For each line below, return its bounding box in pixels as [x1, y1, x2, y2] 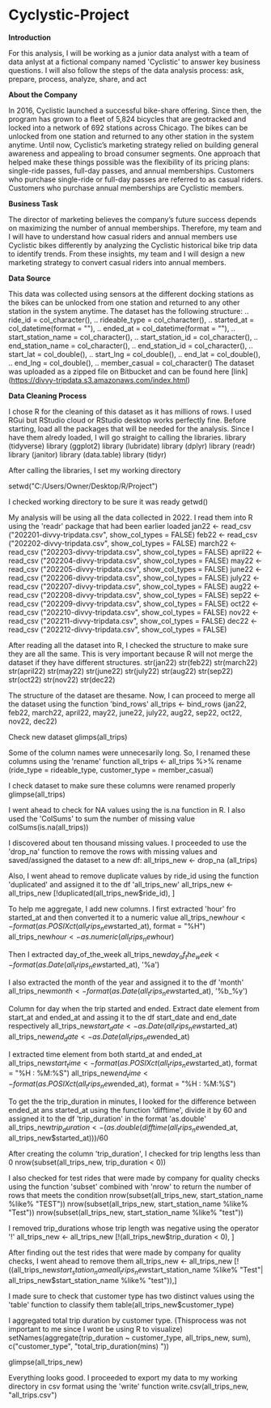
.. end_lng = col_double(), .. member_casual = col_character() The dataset [8, 358, 255, 367]
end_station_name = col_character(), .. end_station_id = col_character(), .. [8, 341, 253, 350]
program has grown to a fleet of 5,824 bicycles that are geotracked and [8, 114, 247, 123]
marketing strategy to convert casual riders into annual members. [8, 257, 227, 267]
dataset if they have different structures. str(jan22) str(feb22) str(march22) [8, 657, 258, 667]
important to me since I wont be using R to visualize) [8, 1324, 184, 1333]
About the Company [8, 89, 78, 99]
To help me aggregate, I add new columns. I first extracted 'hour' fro [8, 904, 236, 913]
